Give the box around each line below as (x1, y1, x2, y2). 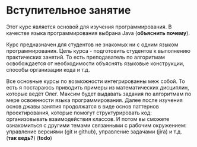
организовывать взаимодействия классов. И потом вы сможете (6, 115, 170, 122)
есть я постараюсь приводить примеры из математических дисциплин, (6, 84, 189, 91)
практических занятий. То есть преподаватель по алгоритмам (6, 53, 165, 60)
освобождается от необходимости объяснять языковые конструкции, (6, 60, 185, 67)
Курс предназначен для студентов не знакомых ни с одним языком (6, 41, 179, 48)
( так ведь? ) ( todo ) (6, 134, 52, 141)
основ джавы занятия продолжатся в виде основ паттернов (6, 103, 159, 110)
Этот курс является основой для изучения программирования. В (6, 23, 172, 30)
